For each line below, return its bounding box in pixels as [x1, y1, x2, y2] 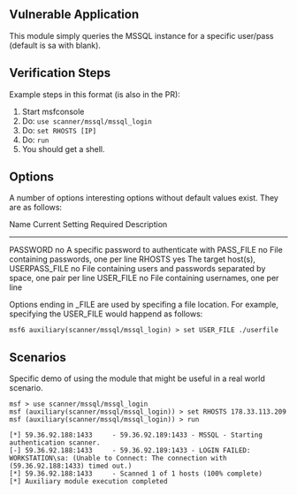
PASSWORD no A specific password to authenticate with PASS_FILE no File [9, 245, 283, 255]
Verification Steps [9, 65, 111, 80]
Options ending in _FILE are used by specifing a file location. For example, [9, 300, 278, 310]
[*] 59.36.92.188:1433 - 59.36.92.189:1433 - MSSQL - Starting [9, 430, 263, 440]
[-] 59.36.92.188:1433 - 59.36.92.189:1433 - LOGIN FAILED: [9, 446, 251, 455]
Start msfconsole [21, 106, 85, 117]
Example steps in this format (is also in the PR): [9, 88, 181, 100]
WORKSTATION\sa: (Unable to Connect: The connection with [9, 454, 227, 463]
